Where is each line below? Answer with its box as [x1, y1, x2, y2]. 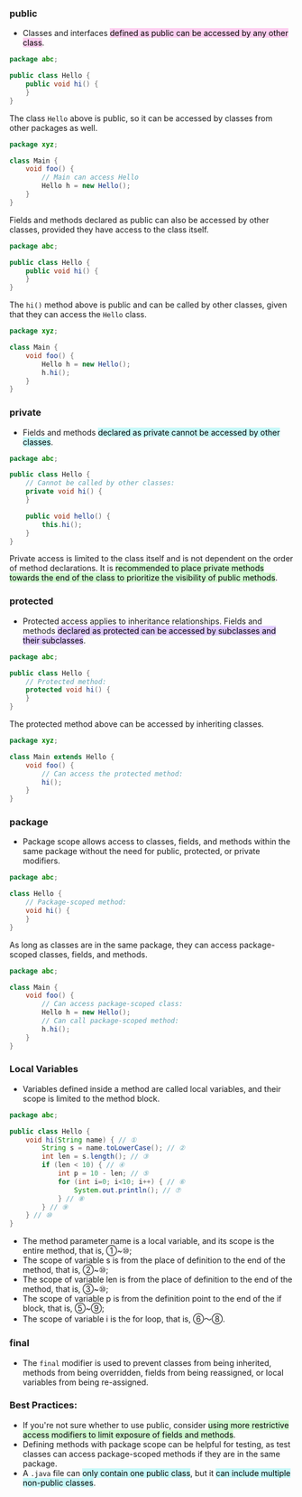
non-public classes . [22, 1477, 96, 1488]
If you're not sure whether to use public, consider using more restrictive [22, 1419, 289, 1430]
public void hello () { [25, 512, 111, 521]
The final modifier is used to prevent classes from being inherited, [22, 1357, 272, 1368]
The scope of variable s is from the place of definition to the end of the [22, 1255, 286, 1266]
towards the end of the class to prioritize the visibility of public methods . [9, 572, 278, 583]
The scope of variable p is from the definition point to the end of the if [22, 1294, 282, 1304]
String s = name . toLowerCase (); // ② [41, 1144, 186, 1153]
